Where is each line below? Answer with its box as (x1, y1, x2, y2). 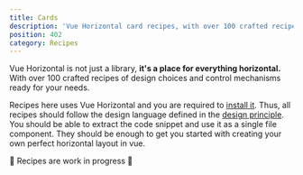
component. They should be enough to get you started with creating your (9, 128, 282, 140)
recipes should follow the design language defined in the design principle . (9, 109, 284, 120)
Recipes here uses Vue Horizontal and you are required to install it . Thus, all (9, 100, 291, 111)
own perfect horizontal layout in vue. (9, 138, 146, 149)
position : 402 (9, 30, 63, 39)
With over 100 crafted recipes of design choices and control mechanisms (9, 73, 281, 84)
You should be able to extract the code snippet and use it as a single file (9, 119, 278, 130)
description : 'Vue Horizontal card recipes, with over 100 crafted (9, 22, 269, 31)
